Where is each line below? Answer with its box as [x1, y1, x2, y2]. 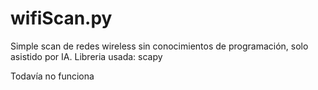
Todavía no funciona [10, 70, 95, 82]
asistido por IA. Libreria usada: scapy [10, 50, 163, 62]
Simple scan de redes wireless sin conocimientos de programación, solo [10, 40, 309, 52]
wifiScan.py [10, 7, 113, 30]
